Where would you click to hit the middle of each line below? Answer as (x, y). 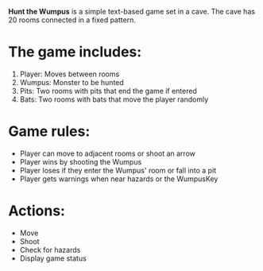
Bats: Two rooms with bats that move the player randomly (114, 99)
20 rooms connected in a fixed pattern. (72, 20)
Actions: (37, 211)
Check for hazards (50, 250)
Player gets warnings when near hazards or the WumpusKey (119, 179)
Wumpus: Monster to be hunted (72, 82)
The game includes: (75, 52)
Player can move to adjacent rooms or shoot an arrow (108, 153)
